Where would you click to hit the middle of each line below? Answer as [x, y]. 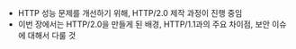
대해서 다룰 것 [52, 35]
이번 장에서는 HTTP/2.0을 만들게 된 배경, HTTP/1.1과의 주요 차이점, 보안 [144, 24]
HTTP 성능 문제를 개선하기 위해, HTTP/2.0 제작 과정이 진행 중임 [130, 13]
